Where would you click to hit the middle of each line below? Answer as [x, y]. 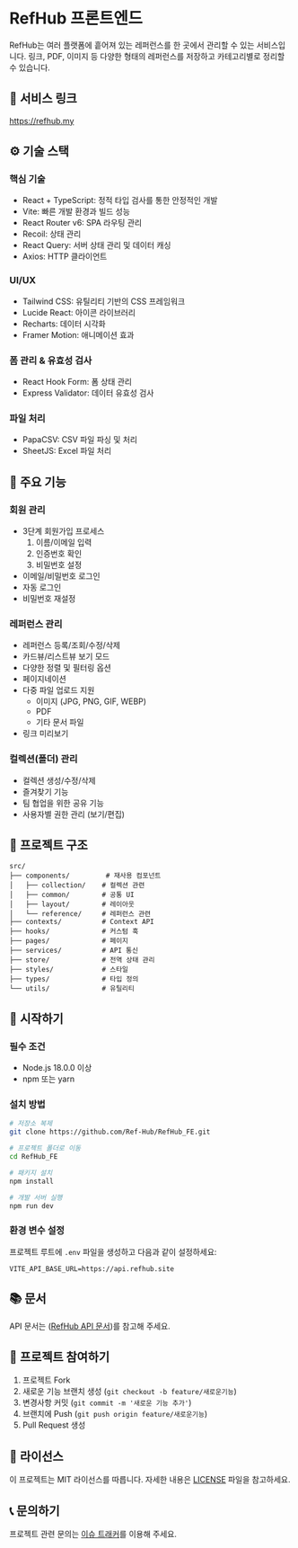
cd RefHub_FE [34, 1157]
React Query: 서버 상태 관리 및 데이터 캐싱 [96, 245]
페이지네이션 [44, 679]
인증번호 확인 [59, 554]
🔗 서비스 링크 [44, 98]
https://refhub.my [42, 120]
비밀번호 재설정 [49, 599]
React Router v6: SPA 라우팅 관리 [82, 223]
